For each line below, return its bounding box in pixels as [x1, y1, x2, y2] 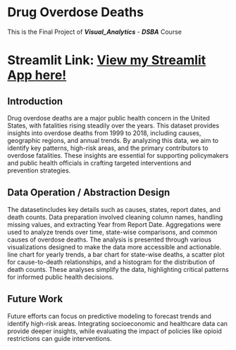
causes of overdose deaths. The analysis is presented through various [7, 235, 212, 244]
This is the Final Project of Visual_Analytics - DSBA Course [7, 27, 182, 36]
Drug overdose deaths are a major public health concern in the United [7, 113, 210, 122]
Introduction [7, 95, 63, 107]
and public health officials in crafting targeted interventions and [7, 158, 192, 167]
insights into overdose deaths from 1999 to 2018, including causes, [7, 128, 201, 137]
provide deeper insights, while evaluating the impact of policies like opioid [7, 327, 222, 335]
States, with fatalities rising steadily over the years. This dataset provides [7, 121, 220, 130]
